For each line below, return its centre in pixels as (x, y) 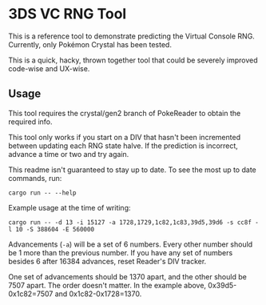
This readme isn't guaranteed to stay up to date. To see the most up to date (133, 170)
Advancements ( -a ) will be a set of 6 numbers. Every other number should (131, 244)
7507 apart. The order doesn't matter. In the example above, (107, 285)
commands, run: (35, 178)
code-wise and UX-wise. (49, 68)
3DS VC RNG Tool (67, 14)
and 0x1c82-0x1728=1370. (98, 294)
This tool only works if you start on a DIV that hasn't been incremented (125, 137)
